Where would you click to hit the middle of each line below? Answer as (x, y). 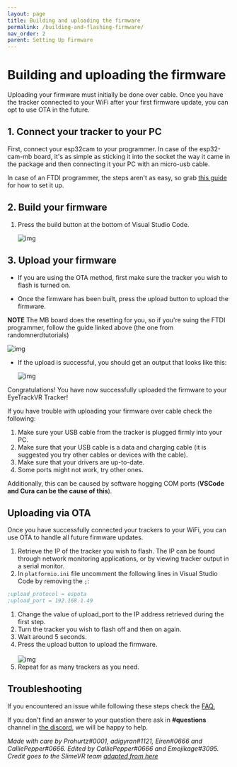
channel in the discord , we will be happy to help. (78, 727)
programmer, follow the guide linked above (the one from (91, 327)
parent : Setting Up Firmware (50, 40)
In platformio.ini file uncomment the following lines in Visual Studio (117, 574)
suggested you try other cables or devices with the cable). (103, 455)
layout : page (27, 14)
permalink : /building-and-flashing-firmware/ (75, 27)
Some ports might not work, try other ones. (80, 469)
